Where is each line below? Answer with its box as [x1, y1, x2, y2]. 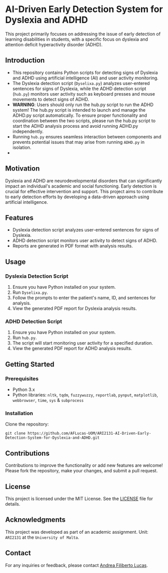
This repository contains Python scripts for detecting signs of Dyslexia [12, 69, 158, 75]
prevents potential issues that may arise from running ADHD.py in [12, 139, 144, 145]
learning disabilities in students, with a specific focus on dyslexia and [5, 36, 148, 42]
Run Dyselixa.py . [12, 289, 49, 295]
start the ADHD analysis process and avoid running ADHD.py [12, 123, 138, 129]
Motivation [5, 165, 40, 173]
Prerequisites [5, 375, 39, 382]
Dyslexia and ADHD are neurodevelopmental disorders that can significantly [5, 178, 162, 184]
